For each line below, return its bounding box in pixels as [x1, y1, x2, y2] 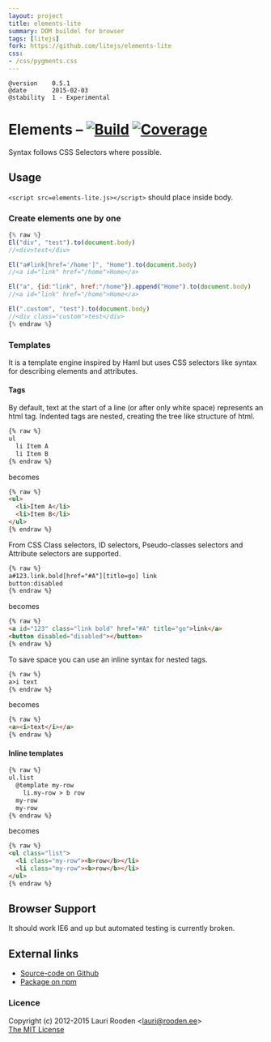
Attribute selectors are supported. [8, 548, 121, 558]
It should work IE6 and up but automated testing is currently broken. [8, 924, 235, 933]
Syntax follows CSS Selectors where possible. [8, 147, 162, 157]
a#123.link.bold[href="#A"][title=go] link [8, 572, 158, 580]
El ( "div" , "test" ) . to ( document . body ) [8, 238, 136, 247]
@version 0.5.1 [8, 79, 70, 88]
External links [8, 946, 79, 961]
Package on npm [19, 977, 77, 987]
